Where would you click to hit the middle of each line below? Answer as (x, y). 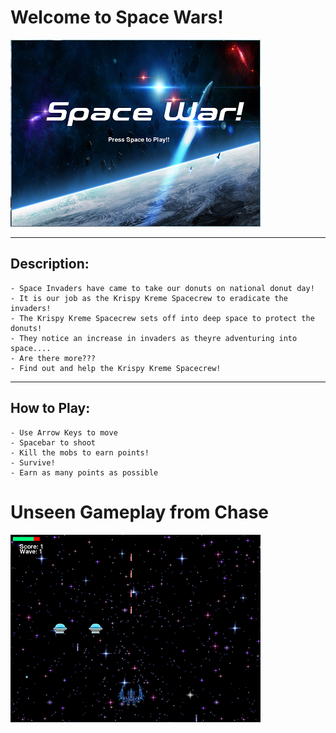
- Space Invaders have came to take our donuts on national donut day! (162, 288)
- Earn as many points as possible (84, 472)
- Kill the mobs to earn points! (80, 452)
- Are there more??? (53, 358)
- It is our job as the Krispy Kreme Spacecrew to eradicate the (149, 298)
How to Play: (50, 408)
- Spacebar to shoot (53, 442)
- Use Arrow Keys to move (64, 432)
